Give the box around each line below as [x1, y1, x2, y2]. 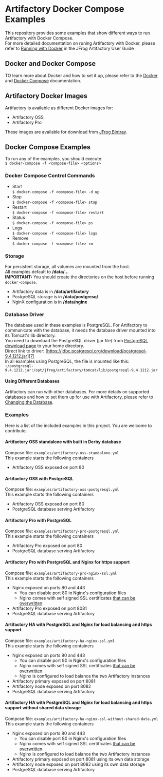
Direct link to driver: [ [5, 348, 48, 354]
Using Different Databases [5, 378, 60, 384]
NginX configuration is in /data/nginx [12, 299, 88, 305]
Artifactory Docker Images [5, 92, 88, 100]
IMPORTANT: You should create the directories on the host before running [5, 274, 155, 280]
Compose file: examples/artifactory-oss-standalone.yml [5, 449, 119, 455]
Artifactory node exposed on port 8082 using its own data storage [12, 761, 145, 767]
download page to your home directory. [5, 343, 85, 349]
